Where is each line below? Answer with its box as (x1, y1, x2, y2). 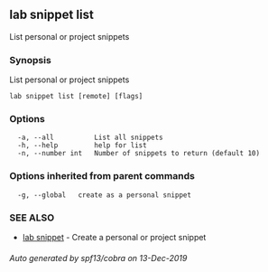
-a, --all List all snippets (17, 133, 164, 143)
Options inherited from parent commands (9, 170, 196, 183)
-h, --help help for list (17, 141, 147, 150)
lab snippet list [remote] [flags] (9, 92, 143, 101)
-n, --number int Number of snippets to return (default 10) (17, 149, 260, 158)
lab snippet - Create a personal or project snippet (22, 232, 207, 242)
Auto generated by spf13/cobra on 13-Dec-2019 (9, 252, 188, 263)
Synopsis (9, 53, 51, 66)
